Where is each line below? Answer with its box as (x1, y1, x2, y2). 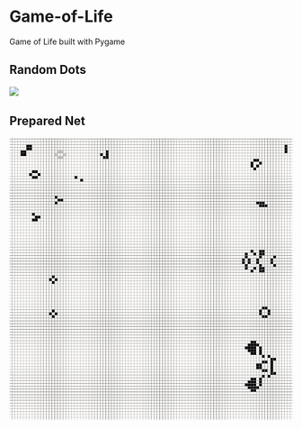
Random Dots (9, 62, 87, 78)
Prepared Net (9, 114, 85, 129)
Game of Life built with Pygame (9, 36, 126, 47)
